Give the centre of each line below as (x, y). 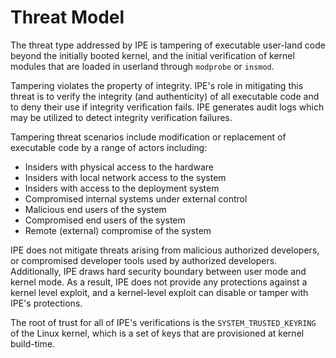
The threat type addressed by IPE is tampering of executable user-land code (168, 45)
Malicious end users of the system (95, 209)
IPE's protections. (46, 303)
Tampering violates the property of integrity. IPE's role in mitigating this (157, 85)
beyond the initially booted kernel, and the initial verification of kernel (152, 55)
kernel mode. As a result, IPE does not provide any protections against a (159, 282)
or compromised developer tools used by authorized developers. (144, 260)
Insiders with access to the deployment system (122, 188)
